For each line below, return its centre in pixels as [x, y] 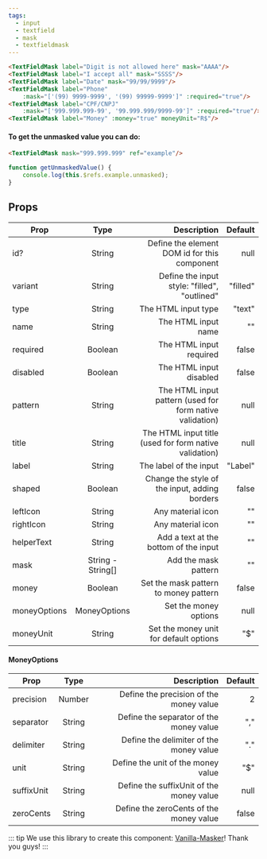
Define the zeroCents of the [167, 808]
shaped [26, 488]
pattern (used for [187, 400]
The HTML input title [181, 432]
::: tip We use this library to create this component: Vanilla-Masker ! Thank [128, 838]
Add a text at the [188, 537]
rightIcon [29, 524]
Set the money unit [184, 629]
